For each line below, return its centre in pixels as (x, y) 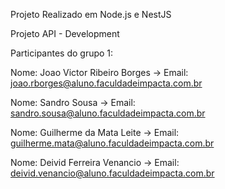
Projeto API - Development (65, 33)
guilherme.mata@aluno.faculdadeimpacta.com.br (112, 143)
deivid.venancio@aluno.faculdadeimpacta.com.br (112, 173)
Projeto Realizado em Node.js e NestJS (91, 14)
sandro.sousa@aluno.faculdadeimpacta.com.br (108, 113)
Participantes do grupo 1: (62, 53)
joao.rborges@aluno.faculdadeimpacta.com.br (106, 83)
